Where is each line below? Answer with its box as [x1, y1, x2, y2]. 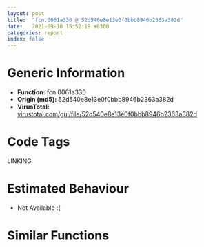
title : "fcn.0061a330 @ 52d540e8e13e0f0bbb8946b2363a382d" [7, 17, 184, 23]
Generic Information [7, 65, 125, 81]
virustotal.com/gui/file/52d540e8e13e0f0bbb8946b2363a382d [17, 110, 198, 118]
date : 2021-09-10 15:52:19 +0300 [7, 23, 110, 30]
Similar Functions [7, 228, 109, 244]
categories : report [7, 29, 63, 36]
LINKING [7, 157, 32, 165]
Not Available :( [17, 204, 61, 212]
